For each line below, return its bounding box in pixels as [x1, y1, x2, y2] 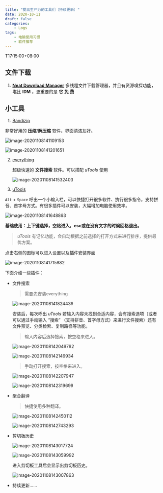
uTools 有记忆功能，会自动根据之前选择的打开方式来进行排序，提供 [17, 233, 152, 239]
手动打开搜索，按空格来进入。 [24, 363, 85, 369]
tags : [5, 30, 16, 35]
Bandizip [12, 118, 30, 124]
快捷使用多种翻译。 [24, 403, 64, 409]
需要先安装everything [24, 291, 68, 297]
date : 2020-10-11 [5, 12, 41, 17]
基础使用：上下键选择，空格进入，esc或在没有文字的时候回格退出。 [5, 223, 142, 229]
